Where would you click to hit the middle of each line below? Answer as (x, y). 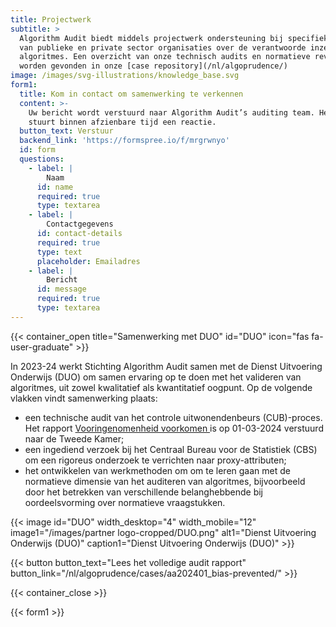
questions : (42, 159)
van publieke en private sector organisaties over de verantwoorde (163, 47)
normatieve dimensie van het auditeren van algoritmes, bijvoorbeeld (165, 481)
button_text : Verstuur (66, 131)
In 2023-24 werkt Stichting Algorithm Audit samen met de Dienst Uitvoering (166, 366)
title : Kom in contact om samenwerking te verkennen (131, 94)
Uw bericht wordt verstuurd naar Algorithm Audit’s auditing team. (171, 112)
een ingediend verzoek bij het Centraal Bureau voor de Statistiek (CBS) (171, 449)
